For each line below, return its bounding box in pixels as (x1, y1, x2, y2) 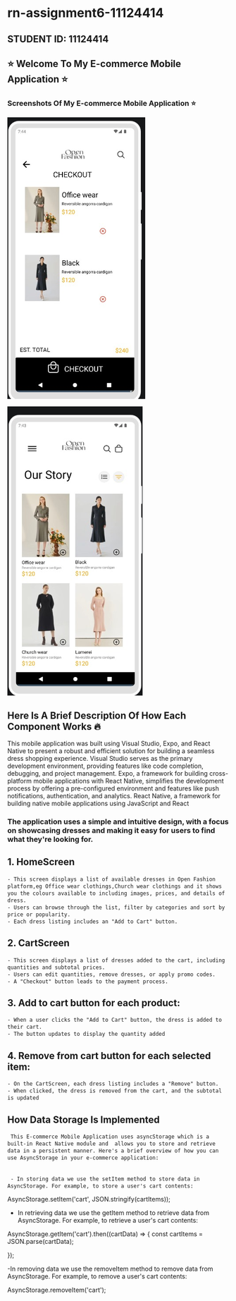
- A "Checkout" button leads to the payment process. (7, 978, 169, 985)
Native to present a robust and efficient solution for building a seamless (7, 747, 215, 755)
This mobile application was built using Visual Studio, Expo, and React (7, 739, 211, 748)
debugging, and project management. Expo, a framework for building (7, 769, 208, 778)
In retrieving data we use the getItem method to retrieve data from (17, 1209, 210, 1217)
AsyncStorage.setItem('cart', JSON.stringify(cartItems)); (7, 1195, 171, 1204)
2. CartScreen (7, 937, 70, 949)
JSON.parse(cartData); (7, 1238, 74, 1246)
